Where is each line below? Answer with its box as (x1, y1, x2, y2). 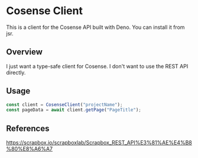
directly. (6, 69, 26, 76)
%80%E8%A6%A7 (6, 146, 53, 153)
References (6, 123, 50, 133)
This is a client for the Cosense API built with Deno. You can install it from (6, 24, 185, 31)
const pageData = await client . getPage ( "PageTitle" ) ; (6, 107, 142, 113)
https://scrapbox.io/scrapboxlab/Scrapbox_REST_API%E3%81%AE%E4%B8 (6, 139, 192, 146)
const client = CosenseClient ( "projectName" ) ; (6, 101, 123, 107)
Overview (6, 47, 43, 57)
